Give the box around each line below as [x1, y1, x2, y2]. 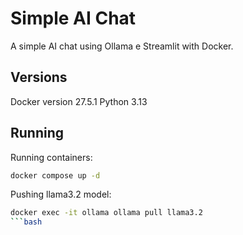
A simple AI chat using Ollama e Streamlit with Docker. [10, 40, 234, 52]
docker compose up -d [10, 170, 101, 181]
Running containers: [10, 151, 93, 163]
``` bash [10, 217, 43, 227]
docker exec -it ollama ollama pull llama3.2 [10, 208, 203, 218]
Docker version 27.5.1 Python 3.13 [10, 95, 148, 107]
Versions [10, 69, 68, 86]
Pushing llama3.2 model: [10, 188, 112, 201]
